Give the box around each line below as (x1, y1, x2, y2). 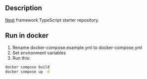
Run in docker (5, 32, 49, 40)
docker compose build (5, 64, 50, 70)
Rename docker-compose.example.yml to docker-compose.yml (12, 44, 143, 50)
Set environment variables (12, 49, 66, 56)
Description (5, 4, 42, 12)
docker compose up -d (5, 69, 50, 74)
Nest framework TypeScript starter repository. (5, 17, 99, 23)
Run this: (12, 55, 31, 61)
